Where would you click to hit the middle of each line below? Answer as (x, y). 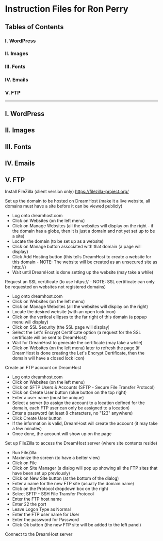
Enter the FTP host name (37, 499)
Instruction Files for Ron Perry (67, 9)
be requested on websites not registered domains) (55, 287)
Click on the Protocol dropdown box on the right (60, 489)
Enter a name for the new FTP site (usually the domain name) (73, 483)
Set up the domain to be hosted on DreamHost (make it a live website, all (78, 201)
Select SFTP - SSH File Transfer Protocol (53, 493)
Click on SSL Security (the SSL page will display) (61, 327)
